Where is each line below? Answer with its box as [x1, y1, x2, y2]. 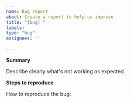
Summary [6, 56, 30, 63]
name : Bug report [6, 8, 49, 15]
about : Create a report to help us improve [6, 14, 114, 20]
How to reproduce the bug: [6, 91, 71, 97]
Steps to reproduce [6, 79, 54, 86]
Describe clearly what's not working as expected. [6, 68, 126, 74]
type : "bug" [6, 30, 35, 36]
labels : [6, 24, 25, 31]
